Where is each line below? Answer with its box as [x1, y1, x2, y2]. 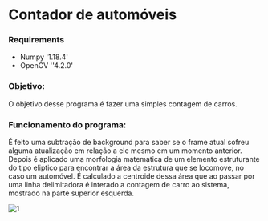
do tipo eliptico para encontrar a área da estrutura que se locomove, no [8, 163, 245, 173]
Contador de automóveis [8, 6, 177, 24]
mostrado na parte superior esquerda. [8, 188, 135, 198]
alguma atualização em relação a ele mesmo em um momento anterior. [8, 146, 242, 155]
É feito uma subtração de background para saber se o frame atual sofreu [8, 138, 250, 147]
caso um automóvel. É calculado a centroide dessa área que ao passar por [8, 171, 255, 181]
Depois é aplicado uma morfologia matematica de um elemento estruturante [8, 155, 261, 164]
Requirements [8, 34, 65, 46]
